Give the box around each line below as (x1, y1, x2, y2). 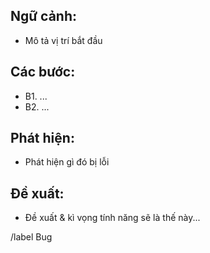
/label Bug (10, 231, 53, 243)
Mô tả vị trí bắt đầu (24, 34, 103, 46)
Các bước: (10, 64, 76, 81)
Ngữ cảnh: (10, 8, 78, 25)
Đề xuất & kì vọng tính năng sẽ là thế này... (24, 212, 201, 224)
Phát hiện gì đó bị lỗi (24, 156, 110, 168)
